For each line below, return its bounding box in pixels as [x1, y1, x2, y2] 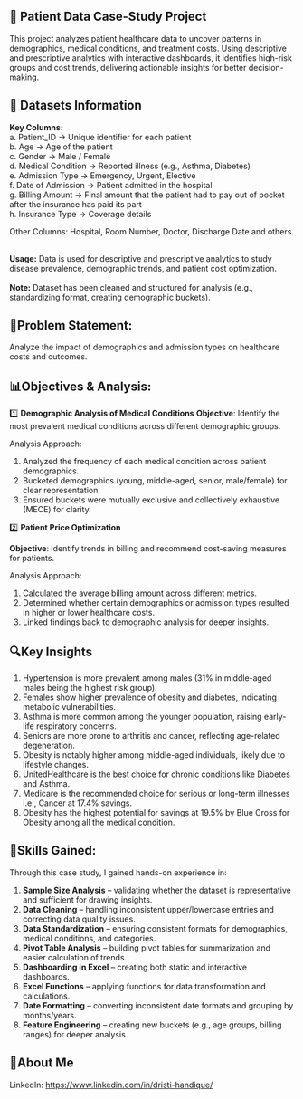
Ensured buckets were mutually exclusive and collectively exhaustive [22, 494, 280, 505]
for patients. [9, 553, 55, 564]
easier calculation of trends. [22, 951, 128, 962]
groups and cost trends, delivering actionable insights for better [9, 62, 247, 72]
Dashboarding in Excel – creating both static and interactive [22, 961, 247, 972]
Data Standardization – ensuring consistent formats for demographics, [22, 922, 288, 933]
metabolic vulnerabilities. [22, 702, 116, 712]
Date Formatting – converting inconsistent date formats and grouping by [22, 999, 294, 1010]
